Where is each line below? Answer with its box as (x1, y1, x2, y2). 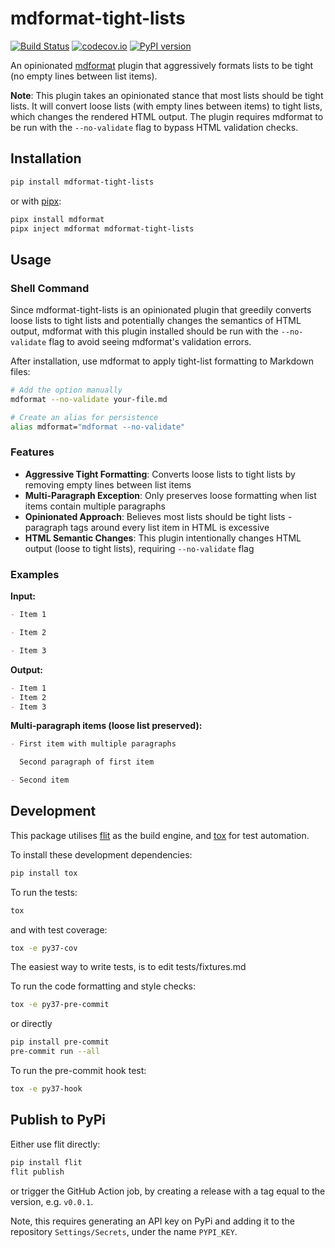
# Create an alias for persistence (10, 412, 159, 422)
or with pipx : (10, 195, 62, 207)
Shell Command (10, 281, 90, 295)
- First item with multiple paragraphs (10, 739, 177, 749)
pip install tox (10, 868, 78, 878)
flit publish (10, 1167, 65, 1177)
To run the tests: (10, 886, 78, 898)
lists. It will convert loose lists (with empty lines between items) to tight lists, (10, 100, 323, 112)
